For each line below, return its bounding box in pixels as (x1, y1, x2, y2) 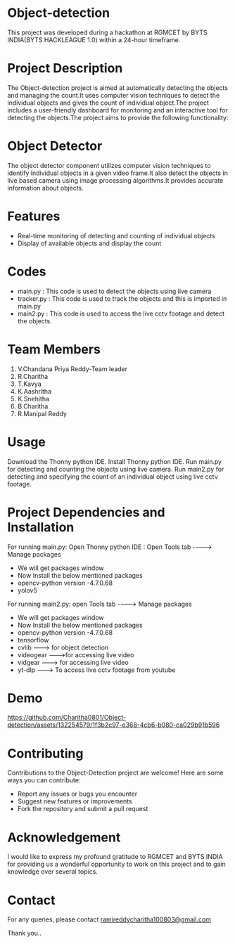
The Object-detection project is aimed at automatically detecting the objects (7, 83, 229, 92)
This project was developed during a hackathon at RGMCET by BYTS (7, 28, 208, 37)
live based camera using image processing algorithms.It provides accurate (7, 176, 224, 184)
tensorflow (17, 635, 49, 644)
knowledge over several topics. (7, 867, 99, 876)
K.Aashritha (17, 387, 51, 395)
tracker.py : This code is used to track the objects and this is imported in (17, 294, 227, 303)
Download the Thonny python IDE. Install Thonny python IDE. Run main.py (7, 457, 222, 465)
